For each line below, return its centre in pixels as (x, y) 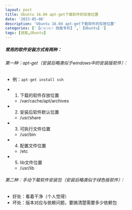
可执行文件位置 (35, 129)
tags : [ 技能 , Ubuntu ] (26, 33)
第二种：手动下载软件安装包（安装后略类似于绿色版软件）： (65, 180)
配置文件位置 (33, 145)
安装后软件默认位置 (39, 112)
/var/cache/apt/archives (44, 101)
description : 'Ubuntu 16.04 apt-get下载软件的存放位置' (61, 24)
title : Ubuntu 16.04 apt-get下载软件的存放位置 (52, 14)
